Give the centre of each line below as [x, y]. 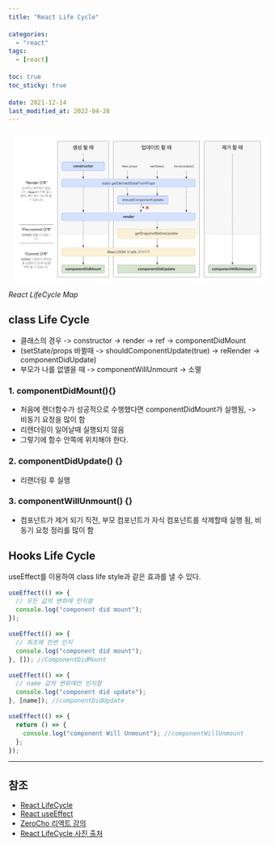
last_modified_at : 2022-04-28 [59, 111]
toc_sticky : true [38, 85]
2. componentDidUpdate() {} [66, 461]
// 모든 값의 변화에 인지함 [54, 601]
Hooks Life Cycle [52, 556]
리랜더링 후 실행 [45, 480]
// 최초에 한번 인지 [44, 642]
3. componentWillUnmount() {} [71, 501]
